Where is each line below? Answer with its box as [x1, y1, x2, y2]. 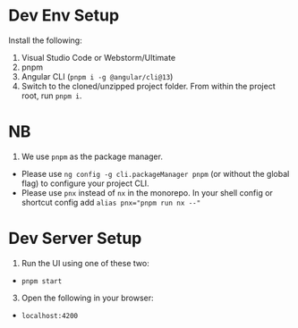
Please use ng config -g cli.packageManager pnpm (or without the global [21, 168, 290, 179]
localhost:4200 [21, 311, 79, 320]
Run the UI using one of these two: [21, 257, 149, 268]
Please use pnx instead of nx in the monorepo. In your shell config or [21, 187, 274, 198]
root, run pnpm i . [21, 90, 82, 101]
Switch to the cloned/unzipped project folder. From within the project [21, 80, 276, 91]
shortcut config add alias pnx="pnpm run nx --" [21, 197, 201, 207]
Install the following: [8, 35, 82, 46]
